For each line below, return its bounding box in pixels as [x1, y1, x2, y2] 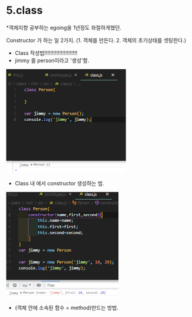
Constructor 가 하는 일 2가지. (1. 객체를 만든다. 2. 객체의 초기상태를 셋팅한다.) [6, 36, 187, 43]
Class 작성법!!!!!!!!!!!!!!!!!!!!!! [14, 49, 78, 57]
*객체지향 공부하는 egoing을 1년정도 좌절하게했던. [6, 24, 122, 31]
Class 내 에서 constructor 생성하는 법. [14, 179, 105, 187]
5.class [6, 4, 43, 17]
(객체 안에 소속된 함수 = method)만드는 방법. [14, 304, 119, 311]
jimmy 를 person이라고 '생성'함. [14, 57, 90, 64]
